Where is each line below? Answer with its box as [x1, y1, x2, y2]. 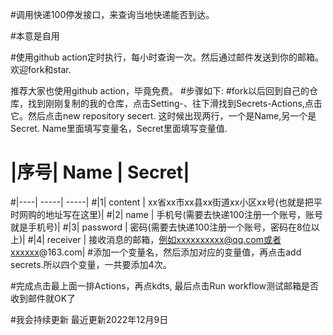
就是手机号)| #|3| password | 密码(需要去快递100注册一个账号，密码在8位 [10, 221, 312, 233]
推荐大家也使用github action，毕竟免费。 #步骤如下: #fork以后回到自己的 [10, 85, 310, 97]
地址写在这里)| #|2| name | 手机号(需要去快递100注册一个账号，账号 [44, 208, 323, 220]
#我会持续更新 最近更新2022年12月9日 [10, 313, 169, 325]
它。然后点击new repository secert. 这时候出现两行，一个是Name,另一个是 [10, 110, 317, 122]
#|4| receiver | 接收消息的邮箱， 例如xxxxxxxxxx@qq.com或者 [27, 233, 282, 245]
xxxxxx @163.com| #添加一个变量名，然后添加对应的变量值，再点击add [10, 246, 302, 258]
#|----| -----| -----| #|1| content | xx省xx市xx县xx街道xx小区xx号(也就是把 [10, 196, 314, 208]
